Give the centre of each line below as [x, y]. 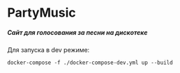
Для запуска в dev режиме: [48, 50]
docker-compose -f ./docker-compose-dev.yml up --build [90, 63]
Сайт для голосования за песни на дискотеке [77, 32]
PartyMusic [42, 13]
